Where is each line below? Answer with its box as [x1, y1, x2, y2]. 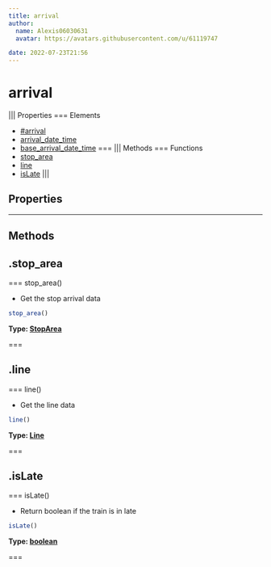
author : [8, 19, 35, 27]
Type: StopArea [8, 324, 62, 334]
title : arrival [8, 11, 60, 20]
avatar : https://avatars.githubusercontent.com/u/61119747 [15, 34, 219, 43]
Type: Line [8, 430, 44, 440]
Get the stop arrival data [19, 294, 101, 304]
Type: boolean [8, 536, 58, 546]
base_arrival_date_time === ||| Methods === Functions [19, 143, 203, 153]
